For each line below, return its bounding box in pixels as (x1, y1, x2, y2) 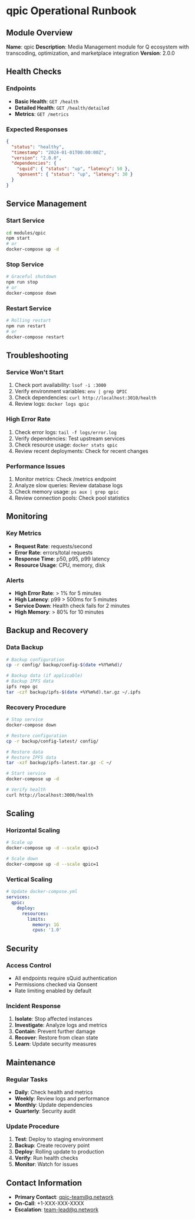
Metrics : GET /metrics (14, 110, 69, 118)
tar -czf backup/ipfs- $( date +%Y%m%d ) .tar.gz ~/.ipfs (6, 689, 141, 695)
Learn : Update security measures (14, 1041, 97, 1048)
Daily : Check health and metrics (14, 1088, 93, 1096)
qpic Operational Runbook (6, 4, 137, 18)
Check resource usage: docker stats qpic (14, 441, 118, 448)
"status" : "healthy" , (11, 144, 65, 150)
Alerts (6, 576, 25, 584)
